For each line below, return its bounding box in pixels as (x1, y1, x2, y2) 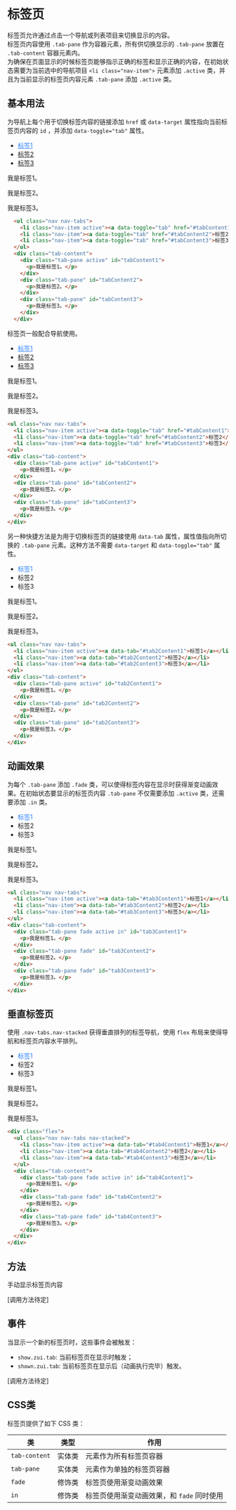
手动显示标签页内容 (7, 1280, 63, 1289)
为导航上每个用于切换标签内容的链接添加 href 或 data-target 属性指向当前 (7, 117, 222, 126)
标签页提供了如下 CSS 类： (7, 1419, 86, 1427)
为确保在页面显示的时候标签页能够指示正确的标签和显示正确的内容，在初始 (7, 57, 223, 65)
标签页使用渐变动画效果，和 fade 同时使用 (85, 1490, 223, 1500)
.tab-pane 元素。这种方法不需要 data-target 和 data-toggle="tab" (20, 540, 213, 549)
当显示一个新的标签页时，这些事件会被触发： (7, 1338, 137, 1346)
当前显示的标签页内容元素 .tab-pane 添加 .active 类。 (19, 74, 176, 83)
